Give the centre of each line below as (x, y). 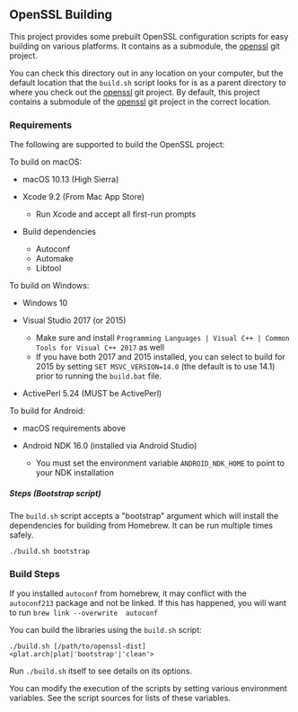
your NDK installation (74, 473)
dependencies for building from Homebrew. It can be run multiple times (141, 526)
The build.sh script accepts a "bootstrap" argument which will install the (144, 516)
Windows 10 (45, 303)
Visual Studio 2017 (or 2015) (74, 320)
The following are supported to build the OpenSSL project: (117, 145)
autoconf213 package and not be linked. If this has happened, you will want (148, 603)
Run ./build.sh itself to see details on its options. (101, 671)
